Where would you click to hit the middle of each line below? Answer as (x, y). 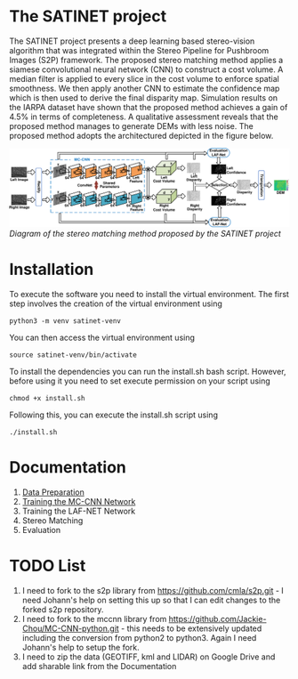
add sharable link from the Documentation (99, 666)
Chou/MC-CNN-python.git (71, 628)
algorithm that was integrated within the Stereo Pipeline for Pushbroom (139, 50)
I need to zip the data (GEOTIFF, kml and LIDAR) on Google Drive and (149, 657)
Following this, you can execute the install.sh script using (113, 415)
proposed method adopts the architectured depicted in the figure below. (141, 135)
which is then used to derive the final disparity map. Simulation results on (144, 97)
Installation (52, 270)
